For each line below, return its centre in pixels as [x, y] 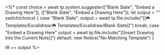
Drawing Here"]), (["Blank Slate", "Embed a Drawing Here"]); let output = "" [82, 12]
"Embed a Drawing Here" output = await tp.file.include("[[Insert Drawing [79, 32]
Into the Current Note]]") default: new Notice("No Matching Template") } [79, 38]
